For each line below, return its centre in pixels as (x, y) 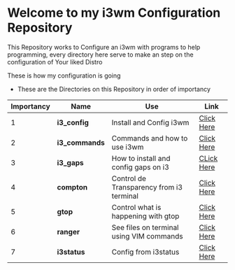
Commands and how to (150, 138)
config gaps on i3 (140, 167)
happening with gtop (145, 216)
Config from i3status (145, 252)
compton (72, 187)
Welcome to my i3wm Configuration (114, 13)
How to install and (141, 158)
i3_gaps (70, 162)
